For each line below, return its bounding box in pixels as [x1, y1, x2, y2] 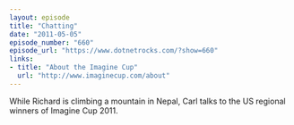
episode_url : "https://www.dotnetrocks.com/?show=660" [9, 46, 219, 55]
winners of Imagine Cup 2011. [9, 104, 118, 116]
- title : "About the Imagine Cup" [9, 63, 139, 72]
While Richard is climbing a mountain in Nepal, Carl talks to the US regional [9, 96, 286, 106]
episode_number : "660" [9, 37, 94, 47]
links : [9, 54, 34, 63]
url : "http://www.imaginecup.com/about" [17, 71, 170, 80]
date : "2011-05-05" [9, 29, 82, 38]
